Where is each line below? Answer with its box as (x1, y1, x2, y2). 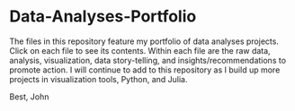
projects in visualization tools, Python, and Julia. (9, 73, 188, 84)
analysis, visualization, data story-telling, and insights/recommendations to (9, 55, 286, 65)
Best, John (9, 91, 49, 102)
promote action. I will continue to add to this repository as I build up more (9, 64, 281, 75)
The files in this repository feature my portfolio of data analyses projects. (9, 36, 279, 47)
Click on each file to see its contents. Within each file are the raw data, (9, 45, 272, 55)
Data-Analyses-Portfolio (9, 6, 197, 27)
